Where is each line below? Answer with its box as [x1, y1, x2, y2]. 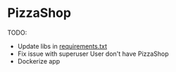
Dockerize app [17, 56, 61, 65]
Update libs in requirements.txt [17, 42, 108, 50]
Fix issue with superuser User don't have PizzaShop [17, 49, 169, 58]
